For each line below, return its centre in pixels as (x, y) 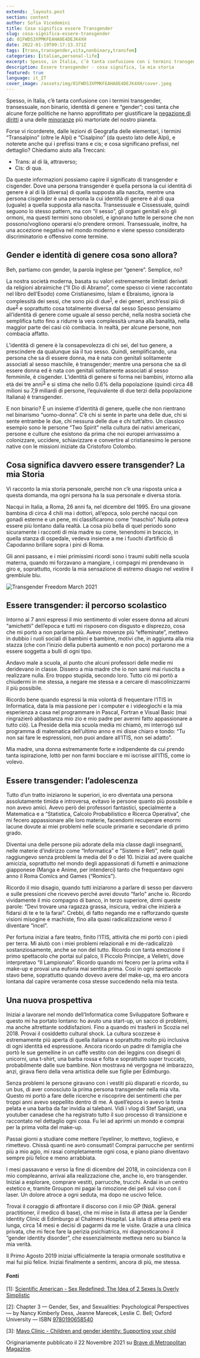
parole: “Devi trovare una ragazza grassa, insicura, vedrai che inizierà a (94, 907)
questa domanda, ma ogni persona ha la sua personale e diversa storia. (94, 495)
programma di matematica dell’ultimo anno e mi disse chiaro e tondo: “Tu (96, 731)
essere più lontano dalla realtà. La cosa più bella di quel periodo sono (91, 525)
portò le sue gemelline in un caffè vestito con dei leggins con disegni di (93, 1052)
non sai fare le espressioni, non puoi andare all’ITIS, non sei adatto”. (89, 738)
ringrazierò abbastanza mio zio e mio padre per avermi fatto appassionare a (99, 719)
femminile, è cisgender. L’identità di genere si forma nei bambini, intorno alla (100, 377)
